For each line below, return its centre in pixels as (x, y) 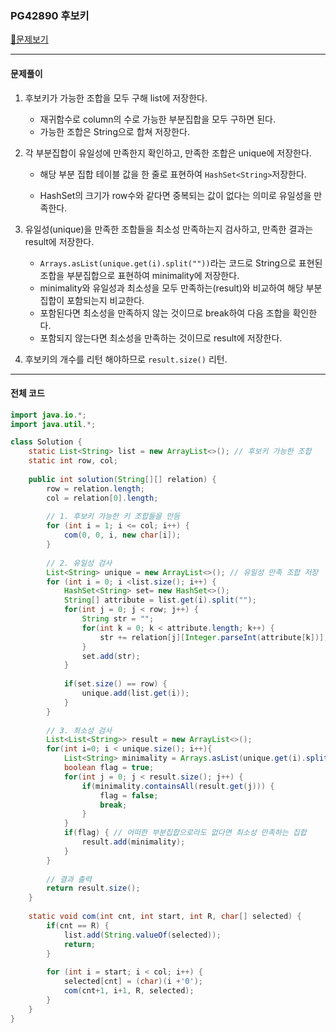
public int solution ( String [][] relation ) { (122, 479)
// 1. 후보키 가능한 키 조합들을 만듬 (113, 517)
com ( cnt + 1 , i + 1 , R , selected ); (129, 991)
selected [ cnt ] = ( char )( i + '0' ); (133, 982)
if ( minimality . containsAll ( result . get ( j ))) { (178, 786)
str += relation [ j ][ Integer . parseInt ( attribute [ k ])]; (214, 637)
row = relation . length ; (95, 488)
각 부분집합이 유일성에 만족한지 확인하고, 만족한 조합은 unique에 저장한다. (168, 153)
